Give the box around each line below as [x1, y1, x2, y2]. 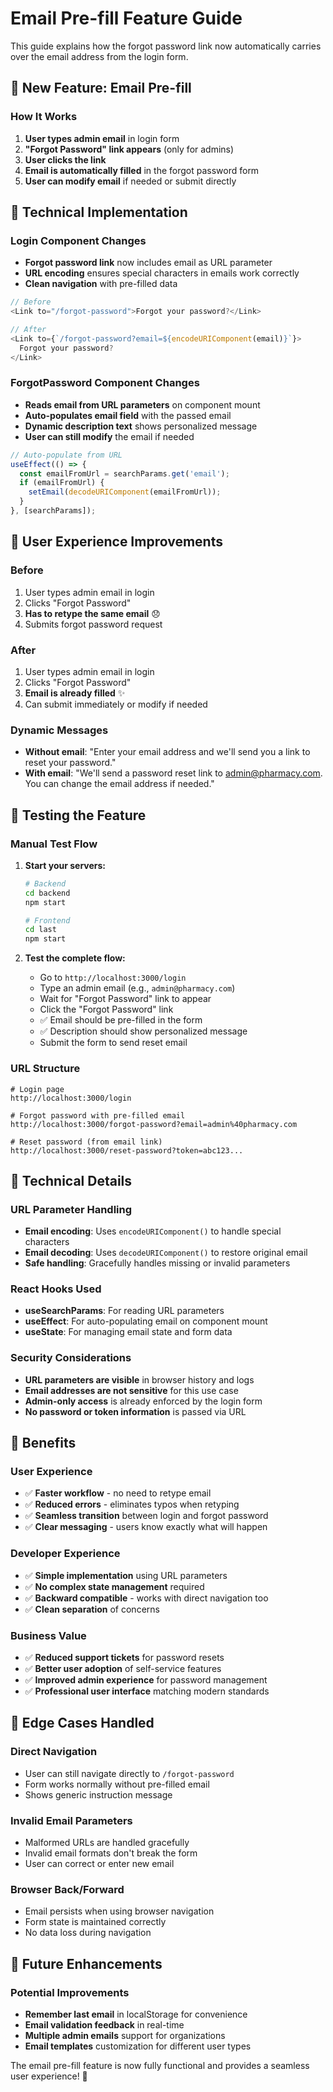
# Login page [10, 1084, 65, 1094]
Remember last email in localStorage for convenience [24, 2008, 248, 2021]
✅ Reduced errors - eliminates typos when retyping [24, 1498, 240, 1511]
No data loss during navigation [24, 1927, 152, 1939]
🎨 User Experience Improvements [10, 533, 223, 551]
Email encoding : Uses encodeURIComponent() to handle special [24, 1225, 282, 1237]
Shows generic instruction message [24, 1788, 173, 1801]
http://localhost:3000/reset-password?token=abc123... [10, 1145, 244, 1156]
